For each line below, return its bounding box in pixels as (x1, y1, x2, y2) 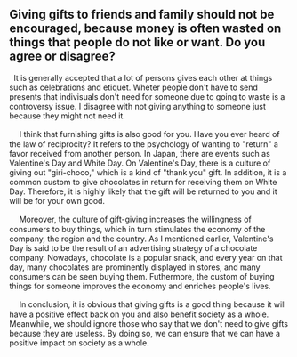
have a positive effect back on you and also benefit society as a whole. (9, 309, 269, 320)
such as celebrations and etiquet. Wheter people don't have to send (9, 82, 258, 93)
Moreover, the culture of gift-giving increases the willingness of (19, 214, 252, 224)
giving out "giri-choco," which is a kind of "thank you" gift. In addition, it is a (9, 166, 287, 177)
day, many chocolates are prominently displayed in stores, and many (9, 262, 261, 272)
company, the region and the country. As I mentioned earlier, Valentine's (9, 233, 274, 244)
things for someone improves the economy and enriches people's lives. (9, 280, 271, 291)
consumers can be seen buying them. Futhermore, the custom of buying (9, 271, 275, 281)
